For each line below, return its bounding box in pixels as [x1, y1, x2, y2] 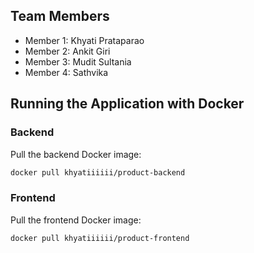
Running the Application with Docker [10, 95, 245, 113]
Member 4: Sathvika [24, 66, 109, 78]
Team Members [10, 8, 110, 25]
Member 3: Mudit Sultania [24, 55, 132, 68]
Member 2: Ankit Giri [24, 45, 111, 57]
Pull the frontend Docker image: [10, 214, 142, 226]
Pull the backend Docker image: [10, 148, 142, 160]
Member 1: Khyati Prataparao [24, 34, 145, 46]
